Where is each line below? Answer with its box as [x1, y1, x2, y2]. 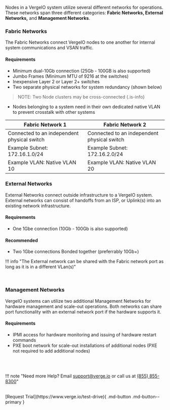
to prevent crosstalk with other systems [12, 109, 95, 115]
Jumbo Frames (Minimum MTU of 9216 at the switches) [12, 73, 129, 79]
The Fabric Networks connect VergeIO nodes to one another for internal [5, 39, 155, 45]
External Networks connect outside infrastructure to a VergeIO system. [5, 192, 153, 198]
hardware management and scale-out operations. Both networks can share [5, 303, 162, 309]
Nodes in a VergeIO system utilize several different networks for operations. [5, 5, 163, 10]
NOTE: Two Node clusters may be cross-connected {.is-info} [17, 93, 145, 100]
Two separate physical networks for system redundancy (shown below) [12, 84, 162, 90]
